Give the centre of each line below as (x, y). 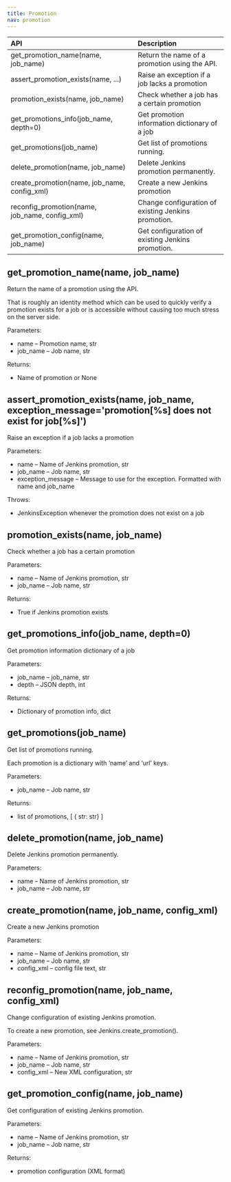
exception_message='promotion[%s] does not (109, 410)
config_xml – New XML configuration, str (75, 1072)
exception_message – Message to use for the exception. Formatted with (119, 479)
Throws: (19, 500)
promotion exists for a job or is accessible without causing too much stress (113, 310)
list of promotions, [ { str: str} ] (60, 816)
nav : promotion (29, 20)
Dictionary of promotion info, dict (64, 711)
